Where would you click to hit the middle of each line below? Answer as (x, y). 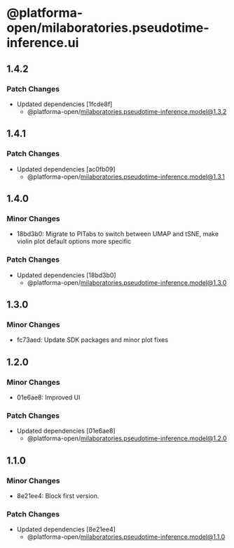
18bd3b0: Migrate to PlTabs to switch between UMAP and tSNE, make (117, 234)
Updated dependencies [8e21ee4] (66, 530)
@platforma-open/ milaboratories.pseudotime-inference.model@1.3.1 (126, 177)
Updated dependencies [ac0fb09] (66, 169)
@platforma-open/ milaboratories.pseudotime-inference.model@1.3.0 (127, 282)
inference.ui (43, 43)
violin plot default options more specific (74, 241)
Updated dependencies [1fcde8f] (64, 104)
